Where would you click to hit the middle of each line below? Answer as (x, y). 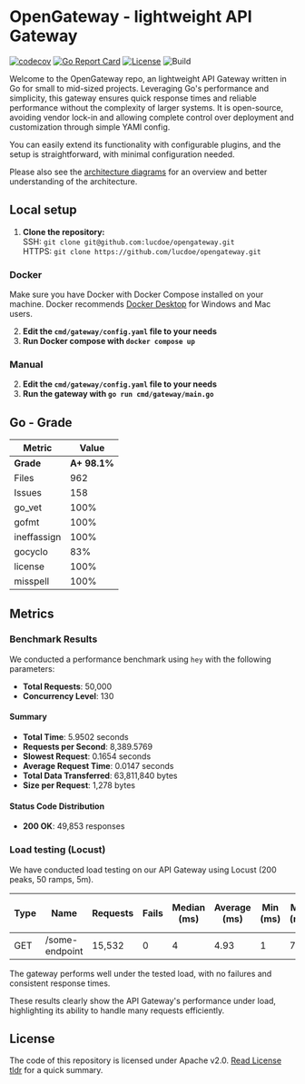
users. (21, 314)
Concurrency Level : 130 (68, 695)
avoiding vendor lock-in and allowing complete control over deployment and (152, 117)
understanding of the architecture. (74, 181)
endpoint (64, 951)
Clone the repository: (64, 232)
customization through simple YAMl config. (90, 127)
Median (189, 907)
